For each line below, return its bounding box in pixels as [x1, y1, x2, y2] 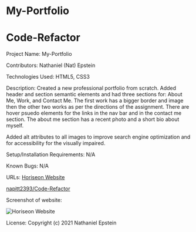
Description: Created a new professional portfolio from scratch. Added [6, 85, 177, 92]
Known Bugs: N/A [6, 163, 49, 170]
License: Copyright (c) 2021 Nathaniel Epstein [6, 219, 117, 227]
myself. [6, 122, 24, 129]
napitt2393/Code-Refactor [6, 185, 70, 192]
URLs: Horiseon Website [6, 174, 65, 181]
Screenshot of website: [6, 197, 63, 204]
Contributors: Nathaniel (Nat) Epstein [6, 62, 96, 69]
